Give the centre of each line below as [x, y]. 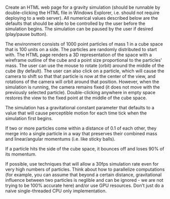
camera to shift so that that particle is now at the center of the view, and [80, 76]
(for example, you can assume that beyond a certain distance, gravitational [83, 175]
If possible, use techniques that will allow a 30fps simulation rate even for [82, 164]
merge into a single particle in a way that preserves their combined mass [81, 133]
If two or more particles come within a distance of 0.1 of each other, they [81, 128]
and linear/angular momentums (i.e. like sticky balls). [60, 139]
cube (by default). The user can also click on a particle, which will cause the [85, 71]
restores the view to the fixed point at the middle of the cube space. [76, 98]
